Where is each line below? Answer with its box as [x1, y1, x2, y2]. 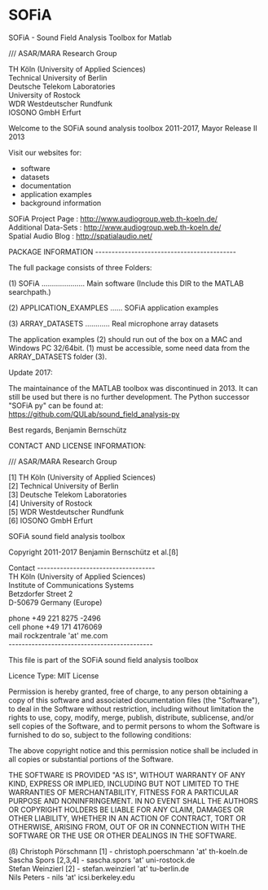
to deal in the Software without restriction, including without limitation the [8, 704, 254, 713]
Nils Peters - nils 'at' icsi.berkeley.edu [8, 872, 135, 882]
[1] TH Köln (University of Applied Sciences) [8, 472, 156, 482]
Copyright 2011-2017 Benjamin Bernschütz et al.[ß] [8, 547, 179, 557]
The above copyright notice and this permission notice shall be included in [8, 745, 258, 755]
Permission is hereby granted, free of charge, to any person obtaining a [8, 686, 248, 696]
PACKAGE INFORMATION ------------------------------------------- [8, 247, 236, 256]
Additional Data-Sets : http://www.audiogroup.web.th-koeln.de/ [8, 222, 222, 232]
